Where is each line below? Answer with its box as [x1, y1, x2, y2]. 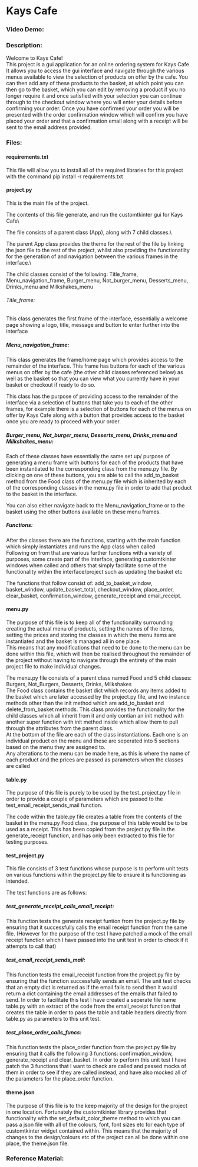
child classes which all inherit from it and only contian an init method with [6, 712, 184, 719]
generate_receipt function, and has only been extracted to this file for [6, 832, 175, 839]
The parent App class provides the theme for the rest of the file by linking [6, 240, 184, 247]
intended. [6, 877, 29, 885]
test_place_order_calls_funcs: [6, 1028, 82, 1036]
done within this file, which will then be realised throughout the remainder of [6, 650, 192, 658]
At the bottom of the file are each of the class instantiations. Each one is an [6, 731, 189, 738]
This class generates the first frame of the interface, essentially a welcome [6, 315, 188, 322]
